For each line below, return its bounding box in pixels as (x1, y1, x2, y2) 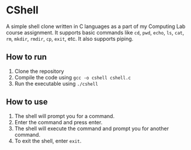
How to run (6, 52, 47, 62)
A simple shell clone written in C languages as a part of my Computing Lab (6, 23, 186, 30)
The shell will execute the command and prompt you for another (14, 125, 169, 132)
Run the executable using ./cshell (14, 80, 98, 87)
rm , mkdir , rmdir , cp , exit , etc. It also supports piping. (6, 35, 134, 42)
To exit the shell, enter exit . (14, 137, 82, 144)
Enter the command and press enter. (14, 118, 103, 125)
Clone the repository (14, 68, 64, 75)
